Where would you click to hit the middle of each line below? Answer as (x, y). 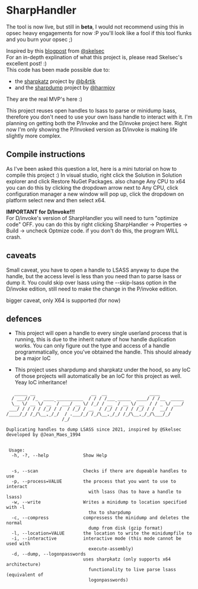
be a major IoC (33, 358)
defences (24, 319)
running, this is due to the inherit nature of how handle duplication (95, 339)
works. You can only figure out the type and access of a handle (92, 346)
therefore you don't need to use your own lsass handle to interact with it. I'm (99, 117)
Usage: (17, 450)
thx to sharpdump (110, 513)
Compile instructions (46, 155)
